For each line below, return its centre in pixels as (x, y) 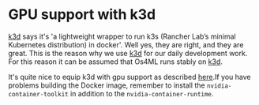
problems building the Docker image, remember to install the (107, 85)
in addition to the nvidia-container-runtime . (142, 93)
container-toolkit (38, 94)
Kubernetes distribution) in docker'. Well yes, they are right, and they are (126, 44)
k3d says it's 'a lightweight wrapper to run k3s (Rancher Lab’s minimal (122, 36)
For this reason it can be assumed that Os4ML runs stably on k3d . (116, 62)
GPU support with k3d (82, 15)
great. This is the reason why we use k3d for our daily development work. (128, 53)
